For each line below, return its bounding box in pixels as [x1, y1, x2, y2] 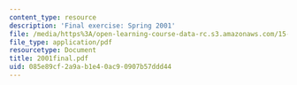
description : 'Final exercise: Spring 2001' [9, 21, 176, 30]
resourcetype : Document [9, 46, 97, 55]
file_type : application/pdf [9, 37, 113, 47]
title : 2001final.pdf [9, 54, 89, 63]
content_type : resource [9, 12, 97, 22]
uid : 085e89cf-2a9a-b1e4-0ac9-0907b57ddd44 [9, 63, 172, 72]
